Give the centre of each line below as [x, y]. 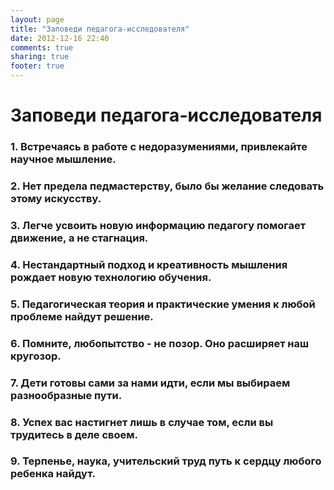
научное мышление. [63, 159]
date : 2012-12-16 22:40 [60, 38]
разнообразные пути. [66, 395]
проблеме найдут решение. [82, 316]
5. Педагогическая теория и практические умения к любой [163, 304]
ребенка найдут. [53, 474]
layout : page [37, 19]
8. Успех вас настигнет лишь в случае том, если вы [142, 422]
